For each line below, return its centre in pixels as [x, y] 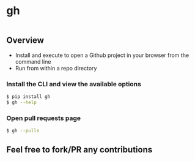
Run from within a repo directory [56, 68]
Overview [25, 40]
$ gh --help [21, 102]
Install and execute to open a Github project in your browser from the [102, 55]
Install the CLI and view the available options [74, 84]
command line [33, 61]
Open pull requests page [44, 118]
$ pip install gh [28, 97]
